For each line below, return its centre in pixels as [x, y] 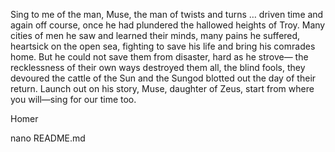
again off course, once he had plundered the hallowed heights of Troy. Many [168, 25]
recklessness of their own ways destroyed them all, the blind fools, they [158, 67]
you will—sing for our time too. [73, 99]
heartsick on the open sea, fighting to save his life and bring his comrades [163, 46]
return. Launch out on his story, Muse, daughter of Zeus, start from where [162, 88]
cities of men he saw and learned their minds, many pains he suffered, [155, 35]
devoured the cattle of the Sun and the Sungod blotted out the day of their [163, 78]
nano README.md [48, 138]
